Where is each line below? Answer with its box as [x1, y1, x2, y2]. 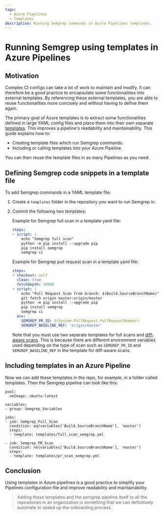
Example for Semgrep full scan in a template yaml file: [12, 218, 121, 224]
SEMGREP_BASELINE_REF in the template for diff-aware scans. [12, 347, 131, 353]
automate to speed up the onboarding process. [17, 505, 113, 511]
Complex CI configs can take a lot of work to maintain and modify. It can [5, 85, 151, 90]
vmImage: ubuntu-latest [9, 393, 58, 399]
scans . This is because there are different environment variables [26, 337, 156, 343]
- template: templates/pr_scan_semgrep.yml [9, 453, 99, 458]
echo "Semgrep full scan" [21, 236, 74, 241]
